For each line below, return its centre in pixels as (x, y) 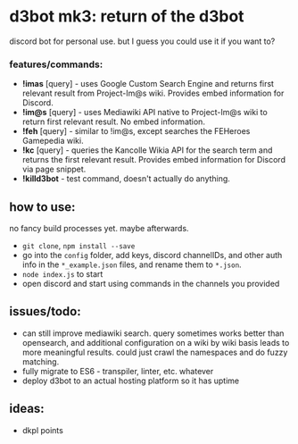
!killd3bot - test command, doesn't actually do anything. (126, 179)
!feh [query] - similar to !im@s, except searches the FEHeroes (136, 131)
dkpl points (43, 430)
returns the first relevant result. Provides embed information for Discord (153, 160)
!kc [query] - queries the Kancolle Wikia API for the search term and (147, 150)
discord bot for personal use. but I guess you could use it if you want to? (142, 41)
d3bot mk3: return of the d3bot (127, 17)
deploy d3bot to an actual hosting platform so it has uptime (130, 381)
